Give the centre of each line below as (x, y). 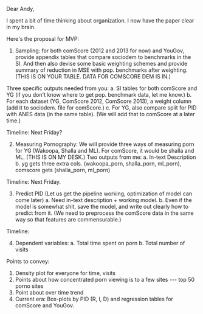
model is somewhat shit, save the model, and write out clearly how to (101, 207)
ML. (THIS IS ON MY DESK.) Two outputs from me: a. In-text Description (105, 157)
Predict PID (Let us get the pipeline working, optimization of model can (104, 194)
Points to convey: (28, 261)
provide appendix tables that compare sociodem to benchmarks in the (103, 57)
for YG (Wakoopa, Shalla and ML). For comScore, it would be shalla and (105, 151)
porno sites (29, 286)
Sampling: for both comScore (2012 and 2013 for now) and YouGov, (100, 51)
